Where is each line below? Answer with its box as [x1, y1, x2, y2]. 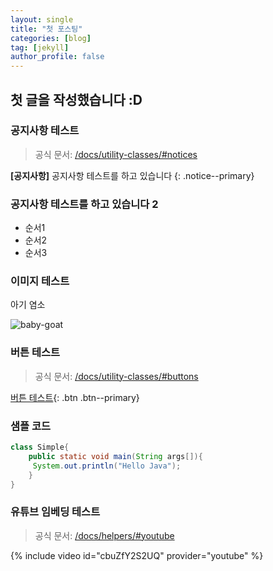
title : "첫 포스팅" [10, 24, 83, 34]
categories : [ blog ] [10, 33, 92, 43]
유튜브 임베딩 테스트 [10, 505, 101, 519]
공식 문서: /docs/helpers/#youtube [34, 529, 175, 541]
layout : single [10, 14, 74, 25]
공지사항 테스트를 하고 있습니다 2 [10, 197, 159, 211]
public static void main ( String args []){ [28, 451, 203, 461]
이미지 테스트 [10, 274, 70, 288]
